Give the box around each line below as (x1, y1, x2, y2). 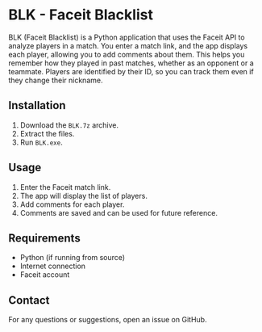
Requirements (8, 231, 81, 245)
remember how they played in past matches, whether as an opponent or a (8, 58, 254, 68)
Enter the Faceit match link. (19, 182, 111, 191)
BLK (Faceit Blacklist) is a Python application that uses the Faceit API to (8, 32, 245, 42)
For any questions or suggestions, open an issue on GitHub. (8, 315, 207, 325)
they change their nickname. (8, 75, 103, 85)
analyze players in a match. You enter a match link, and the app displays (8, 40, 248, 50)
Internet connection (19, 261, 86, 271)
